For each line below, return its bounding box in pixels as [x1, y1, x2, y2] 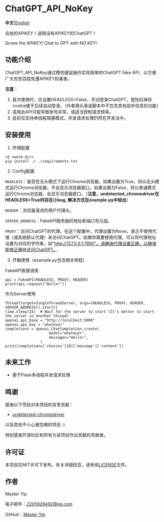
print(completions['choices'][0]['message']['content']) [5, 343, 124, 349]
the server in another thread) [5, 313, 69, 318]
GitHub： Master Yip [5, 511, 46, 517]
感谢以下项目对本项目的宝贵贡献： [5, 402, 74, 408]
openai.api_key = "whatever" [5, 322, 65, 327]
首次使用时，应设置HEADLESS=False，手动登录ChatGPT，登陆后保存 [12, 96, 153, 102]
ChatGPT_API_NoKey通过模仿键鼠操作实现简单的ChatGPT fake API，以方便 [5, 69, 157, 75]
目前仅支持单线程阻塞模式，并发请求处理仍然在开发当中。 [12, 115, 128, 121]
